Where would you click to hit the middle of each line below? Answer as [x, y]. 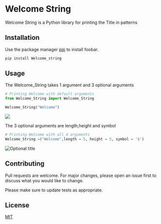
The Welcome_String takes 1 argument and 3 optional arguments [70, 85]
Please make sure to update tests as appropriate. [54, 190]
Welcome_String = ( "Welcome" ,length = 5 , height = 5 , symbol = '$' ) [75, 139]
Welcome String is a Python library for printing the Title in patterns [71, 22]
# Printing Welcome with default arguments [50, 94]
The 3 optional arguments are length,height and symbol [61, 126]
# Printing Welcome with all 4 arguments [48, 135]
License [17, 205]
